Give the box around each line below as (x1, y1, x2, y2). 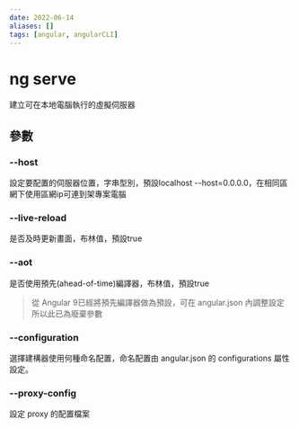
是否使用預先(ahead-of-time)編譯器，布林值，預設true (9, 278, 209, 289)
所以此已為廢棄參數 (31, 308, 103, 319)
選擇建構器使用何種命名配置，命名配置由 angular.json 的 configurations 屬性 (9, 352, 290, 363)
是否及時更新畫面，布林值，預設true (9, 233, 143, 244)
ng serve (9, 68, 76, 89)
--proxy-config (9, 387, 77, 399)
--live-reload (9, 211, 67, 224)
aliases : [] (9, 22, 54, 31)
